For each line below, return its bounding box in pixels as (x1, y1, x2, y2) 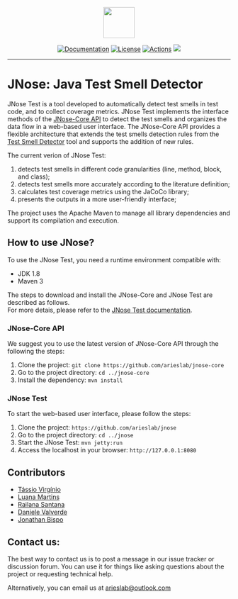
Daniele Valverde (17, 508, 67, 517)
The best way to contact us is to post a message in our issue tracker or (7, 554, 215, 563)
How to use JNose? (7, 237, 94, 249)
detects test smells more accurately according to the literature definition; (17, 179, 230, 188)
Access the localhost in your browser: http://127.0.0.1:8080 (17, 446, 197, 454)
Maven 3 (17, 276, 44, 285)
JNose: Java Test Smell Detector (7, 77, 203, 92)
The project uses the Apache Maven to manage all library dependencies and (7, 208, 230, 217)
